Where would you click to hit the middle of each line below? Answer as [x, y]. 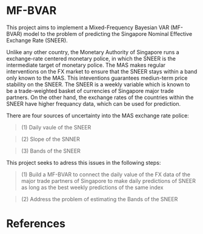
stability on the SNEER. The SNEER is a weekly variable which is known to [98, 84]
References [36, 224]
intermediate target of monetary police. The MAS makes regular [86, 65]
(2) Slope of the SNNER [50, 139]
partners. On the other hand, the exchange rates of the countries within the [100, 97]
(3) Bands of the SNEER [51, 151]
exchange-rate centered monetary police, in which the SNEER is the [91, 58]
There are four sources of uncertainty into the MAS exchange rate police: [98, 115]
